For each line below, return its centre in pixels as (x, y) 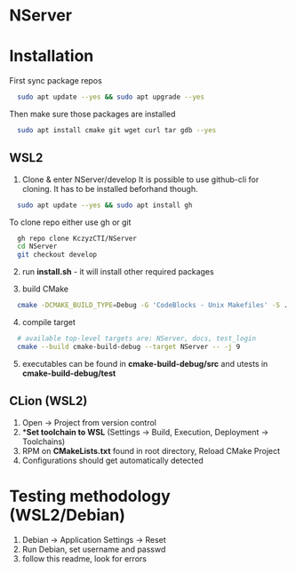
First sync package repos (56, 81)
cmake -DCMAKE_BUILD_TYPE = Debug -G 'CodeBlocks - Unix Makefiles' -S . (153, 306)
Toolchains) (44, 442)
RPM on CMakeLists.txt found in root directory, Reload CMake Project (151, 450)
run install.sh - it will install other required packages (118, 272)
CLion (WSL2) (48, 401)
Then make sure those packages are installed (92, 114)
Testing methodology (90, 496)
